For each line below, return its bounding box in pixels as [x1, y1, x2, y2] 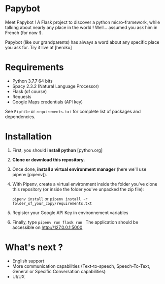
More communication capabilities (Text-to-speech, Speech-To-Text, [12, 263, 151, 269]
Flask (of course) [12, 88, 47, 94]
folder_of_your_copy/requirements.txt [12, 201, 92, 206]
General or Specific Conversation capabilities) [12, 268, 106, 274]
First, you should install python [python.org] [12, 147, 103, 153]
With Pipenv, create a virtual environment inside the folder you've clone [12, 181, 158, 187]
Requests [12, 94, 32, 99]
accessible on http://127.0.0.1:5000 [12, 224, 83, 230]
